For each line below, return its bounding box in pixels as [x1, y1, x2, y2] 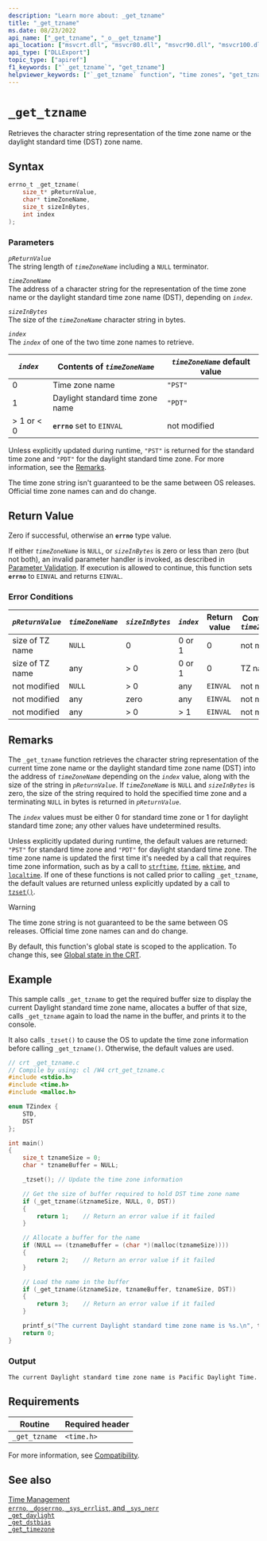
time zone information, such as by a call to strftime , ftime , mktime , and [8, 861, 241, 871]
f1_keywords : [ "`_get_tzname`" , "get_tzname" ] [8, 64, 165, 72]
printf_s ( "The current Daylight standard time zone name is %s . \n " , [22, 1322, 254, 1330]
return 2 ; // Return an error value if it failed [37, 1256, 215, 1264]
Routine [19, 1419, 50, 1430]
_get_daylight [8, 1512, 56, 1520]
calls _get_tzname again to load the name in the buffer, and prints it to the [8, 1011, 246, 1020]
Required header [64, 1419, 130, 1430]
